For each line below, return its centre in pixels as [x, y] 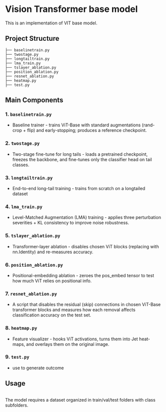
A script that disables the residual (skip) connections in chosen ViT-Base [86, 305]
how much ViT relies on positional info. [52, 281]
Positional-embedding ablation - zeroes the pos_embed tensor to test [83, 275]
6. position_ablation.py [34, 265]
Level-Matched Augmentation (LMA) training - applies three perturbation [86, 217]
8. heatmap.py [21, 328]
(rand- [148, 125]
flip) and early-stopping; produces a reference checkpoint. [87, 130]
